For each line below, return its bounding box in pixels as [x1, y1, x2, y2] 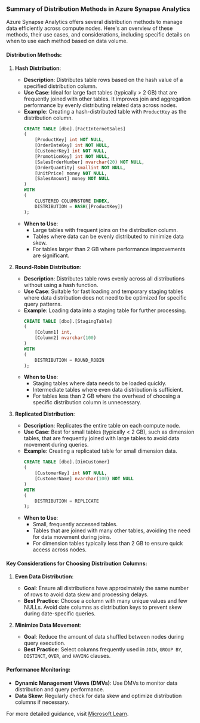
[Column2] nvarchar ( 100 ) [35, 335, 97, 341]
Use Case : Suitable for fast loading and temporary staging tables [23, 288, 184, 295]
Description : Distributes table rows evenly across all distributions [23, 274, 185, 282]
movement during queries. [23, 441, 89, 449]
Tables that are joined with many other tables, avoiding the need [32, 527, 191, 534]
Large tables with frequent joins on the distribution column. [32, 226, 178, 233]
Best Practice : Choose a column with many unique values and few [23, 597, 188, 605]
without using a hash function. [23, 281, 99, 288]
